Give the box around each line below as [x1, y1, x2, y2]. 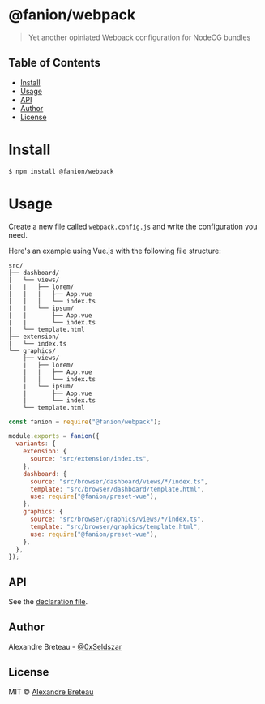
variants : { [15, 440, 57, 448]
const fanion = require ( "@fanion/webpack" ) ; [8, 418, 161, 426]
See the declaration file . [8, 597, 88, 607]
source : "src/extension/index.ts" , [29, 455, 151, 463]
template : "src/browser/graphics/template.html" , [29, 522, 201, 530]
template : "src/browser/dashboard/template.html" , [29, 485, 205, 493]
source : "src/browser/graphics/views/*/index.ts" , [29, 515, 205, 523]
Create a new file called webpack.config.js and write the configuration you [8, 221, 258, 231]
